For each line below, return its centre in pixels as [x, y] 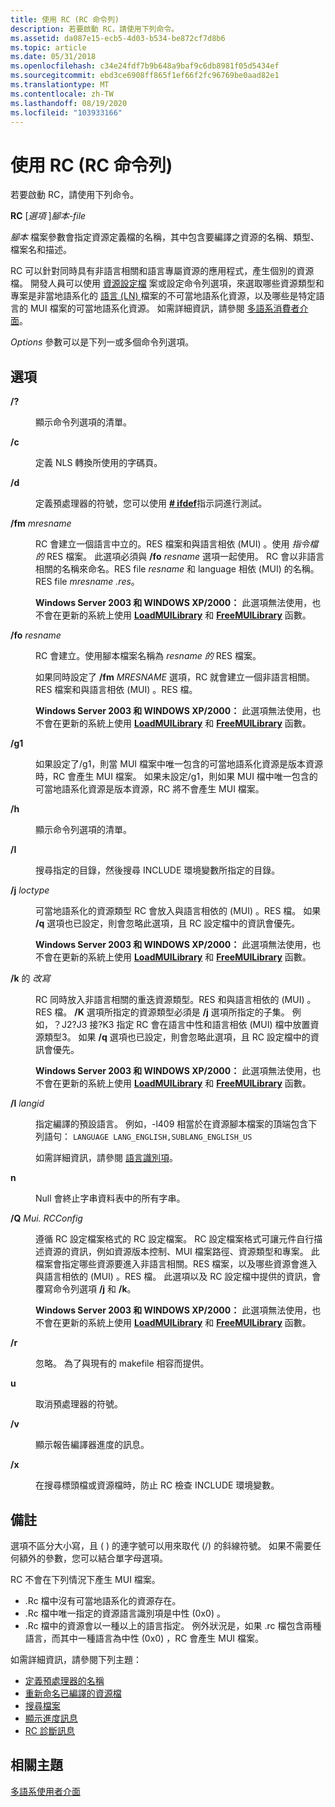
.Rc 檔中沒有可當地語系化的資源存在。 [103, 1600]
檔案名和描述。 [41, 250]
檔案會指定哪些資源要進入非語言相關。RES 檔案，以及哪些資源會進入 [176, 1264]
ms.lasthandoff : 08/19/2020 [69, 103]
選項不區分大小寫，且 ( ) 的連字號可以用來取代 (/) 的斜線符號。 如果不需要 [161, 1545]
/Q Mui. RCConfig [46, 1218]
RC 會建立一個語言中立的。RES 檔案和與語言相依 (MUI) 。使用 [162, 544]
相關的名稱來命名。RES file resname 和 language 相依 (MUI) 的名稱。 [177, 569]
